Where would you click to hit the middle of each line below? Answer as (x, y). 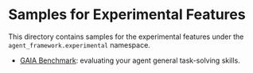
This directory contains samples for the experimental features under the (126, 36)
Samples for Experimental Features (127, 15)
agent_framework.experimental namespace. (80, 44)
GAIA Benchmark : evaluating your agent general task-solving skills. (130, 60)
